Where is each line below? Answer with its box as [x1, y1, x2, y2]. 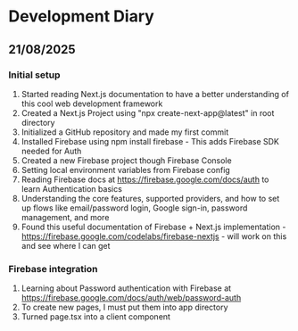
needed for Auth [21, 145, 82, 156]
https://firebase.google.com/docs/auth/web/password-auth [21, 293, 242, 303]
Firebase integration [8, 262, 98, 275]
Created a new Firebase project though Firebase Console [21, 154, 233, 166]
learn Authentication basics [21, 183, 122, 194]
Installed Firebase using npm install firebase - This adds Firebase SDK [21, 136, 280, 146]
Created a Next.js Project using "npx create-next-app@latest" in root [21, 107, 275, 118]
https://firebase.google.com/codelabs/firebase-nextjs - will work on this [21, 230, 287, 242]
